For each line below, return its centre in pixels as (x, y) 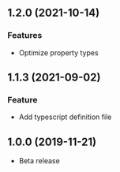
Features (25, 36)
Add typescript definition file (65, 117)
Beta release (39, 161)
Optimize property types (59, 52)
